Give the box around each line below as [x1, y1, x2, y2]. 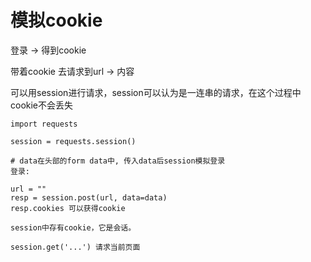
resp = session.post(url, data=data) [10, 192, 168, 203]
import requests [10, 119, 78, 129]
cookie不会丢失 [10, 99, 74, 111]
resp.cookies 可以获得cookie [10, 203, 126, 213]
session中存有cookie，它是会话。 [10, 222, 137, 233]
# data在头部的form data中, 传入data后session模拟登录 [10, 156, 226, 166]
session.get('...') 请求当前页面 [10, 242, 141, 252]
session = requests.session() [10, 136, 137, 146]
